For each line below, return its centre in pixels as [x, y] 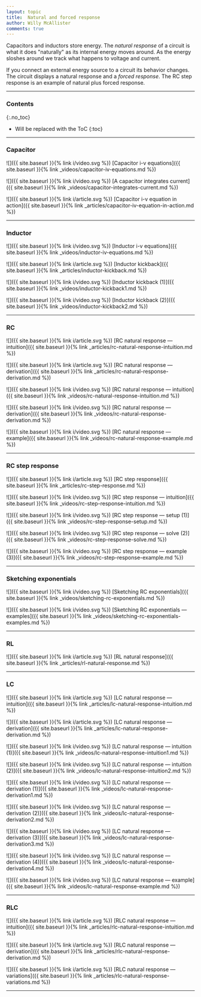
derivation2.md [25, 819]
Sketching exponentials [41, 578]
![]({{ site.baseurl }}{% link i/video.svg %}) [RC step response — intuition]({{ [100, 497]
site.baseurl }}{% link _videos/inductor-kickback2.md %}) [77, 306]
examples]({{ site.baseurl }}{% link [49, 616]
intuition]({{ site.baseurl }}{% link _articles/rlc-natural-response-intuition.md [100, 927]
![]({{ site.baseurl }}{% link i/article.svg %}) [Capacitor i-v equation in [92, 199]
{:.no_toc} [18, 117]
